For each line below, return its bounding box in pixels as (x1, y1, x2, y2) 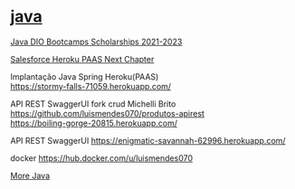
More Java (10, 170, 51, 181)
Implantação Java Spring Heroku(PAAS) (10, 71, 159, 82)
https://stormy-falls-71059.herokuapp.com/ (10, 80, 171, 91)
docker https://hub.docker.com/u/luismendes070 (10, 152, 194, 164)
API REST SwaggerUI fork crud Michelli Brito (10, 98, 176, 109)
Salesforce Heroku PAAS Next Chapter (10, 53, 155, 64)
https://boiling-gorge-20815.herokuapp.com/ (10, 118, 177, 128)
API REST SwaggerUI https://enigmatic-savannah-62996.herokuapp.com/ (10, 135, 286, 146)
